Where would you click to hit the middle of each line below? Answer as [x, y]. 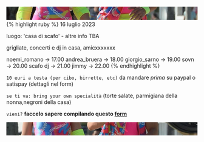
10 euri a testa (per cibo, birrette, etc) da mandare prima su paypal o [101, 77]
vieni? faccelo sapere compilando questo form [67, 114]
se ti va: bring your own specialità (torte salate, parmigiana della [92, 95]
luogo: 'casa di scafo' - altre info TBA [53, 36]
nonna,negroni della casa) [39, 102]
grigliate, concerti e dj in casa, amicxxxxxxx [61, 47]
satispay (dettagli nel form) [40, 84]
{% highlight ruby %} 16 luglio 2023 [51, 24]
